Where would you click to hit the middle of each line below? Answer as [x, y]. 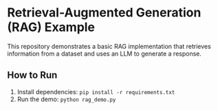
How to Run [32, 75]
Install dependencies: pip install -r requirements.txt [96, 91]
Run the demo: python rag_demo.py [66, 99]
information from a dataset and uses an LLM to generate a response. [104, 54]
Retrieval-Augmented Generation [104, 13]
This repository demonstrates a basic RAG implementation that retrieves [109, 46]
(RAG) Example [51, 27]
